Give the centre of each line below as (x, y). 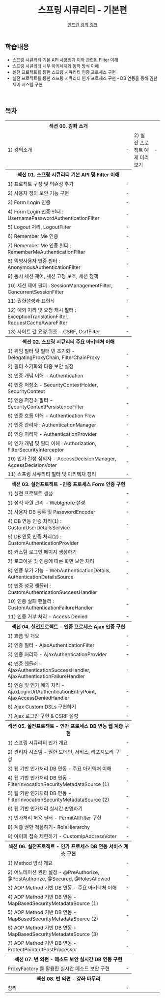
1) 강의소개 (20, 150)
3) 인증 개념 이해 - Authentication (45, 376)
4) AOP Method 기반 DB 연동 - (42, 897)
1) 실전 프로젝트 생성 (30, 494)
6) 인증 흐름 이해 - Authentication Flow (52, 416)
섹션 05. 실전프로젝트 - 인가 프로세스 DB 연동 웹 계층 (66, 726)
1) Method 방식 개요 (30, 863)
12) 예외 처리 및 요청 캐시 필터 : (42, 310)
